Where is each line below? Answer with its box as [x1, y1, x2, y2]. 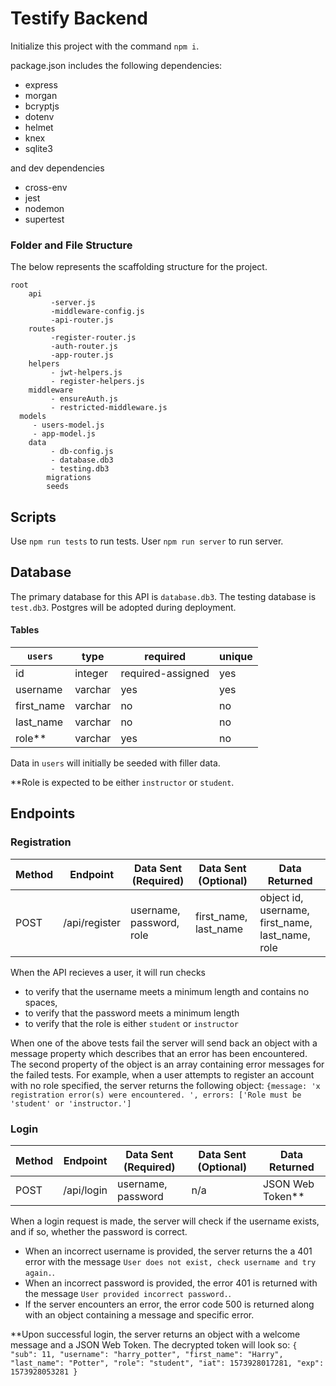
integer [74, 667, 109, 681]
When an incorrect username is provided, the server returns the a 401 [24, 1245, 313, 1257]
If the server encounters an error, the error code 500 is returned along [24, 1298, 315, 1311]
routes [28, 324, 56, 334]
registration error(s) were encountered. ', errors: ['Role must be [10, 1090, 302, 1100]
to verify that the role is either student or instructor [24, 1017, 239, 1029]
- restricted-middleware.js [50, 403, 168, 413]
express [24, 78, 58, 91]
